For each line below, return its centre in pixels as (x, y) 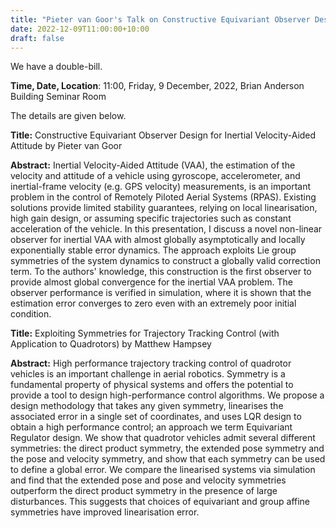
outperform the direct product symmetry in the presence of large (144, 491)
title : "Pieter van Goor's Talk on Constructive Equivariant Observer (160, 19)
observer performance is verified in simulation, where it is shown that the (161, 293)
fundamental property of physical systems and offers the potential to (152, 385)
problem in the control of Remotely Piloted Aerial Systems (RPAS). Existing (163, 197)
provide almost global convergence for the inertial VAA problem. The (151, 282)
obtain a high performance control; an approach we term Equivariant (151, 427)
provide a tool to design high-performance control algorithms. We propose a (167, 395)
